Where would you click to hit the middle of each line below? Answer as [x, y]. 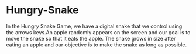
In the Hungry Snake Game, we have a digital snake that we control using [94, 26]
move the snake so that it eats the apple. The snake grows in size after [91, 38]
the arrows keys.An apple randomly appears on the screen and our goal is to [98, 32]
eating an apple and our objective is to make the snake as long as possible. [97, 45]
